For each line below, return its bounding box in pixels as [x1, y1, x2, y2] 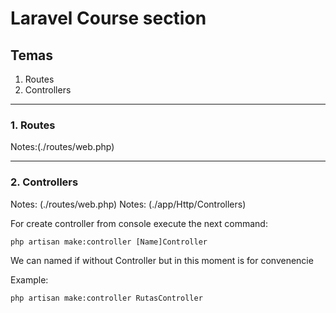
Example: [10, 273, 49, 286]
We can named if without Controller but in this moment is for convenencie [10, 254, 314, 266]
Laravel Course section [10, 7, 207, 30]
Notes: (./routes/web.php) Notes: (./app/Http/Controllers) [10, 198, 247, 210]
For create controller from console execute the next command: [10, 217, 268, 229]
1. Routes [10, 118, 56, 132]
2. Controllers [10, 175, 79, 189]
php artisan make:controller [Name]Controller [10, 237, 208, 247]
